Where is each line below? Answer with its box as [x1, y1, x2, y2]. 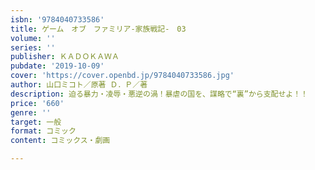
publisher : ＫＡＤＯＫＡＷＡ [10, 52, 120, 62]
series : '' [10, 42, 56, 53]
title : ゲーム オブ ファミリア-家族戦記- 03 [10, 24, 187, 34]
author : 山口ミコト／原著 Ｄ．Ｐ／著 [10, 80, 148, 90]
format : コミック [10, 126, 77, 136]
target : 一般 [10, 117, 62, 127]
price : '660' [10, 98, 65, 108]
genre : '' [10, 107, 52, 118]
